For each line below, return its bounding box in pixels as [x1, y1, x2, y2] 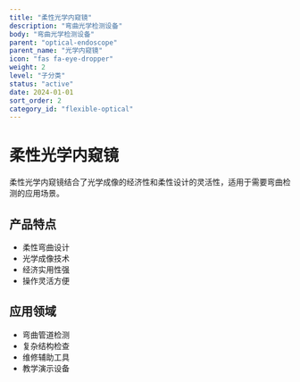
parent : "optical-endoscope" [9, 37, 118, 47]
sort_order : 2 [9, 95, 62, 105]
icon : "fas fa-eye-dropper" [9, 54, 114, 63]
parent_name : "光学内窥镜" [9, 46, 103, 55]
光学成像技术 [21, 253, 70, 263]
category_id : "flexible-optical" [9, 104, 134, 113]
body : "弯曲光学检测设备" [9, 29, 96, 38]
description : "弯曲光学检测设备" [9, 21, 123, 30]
